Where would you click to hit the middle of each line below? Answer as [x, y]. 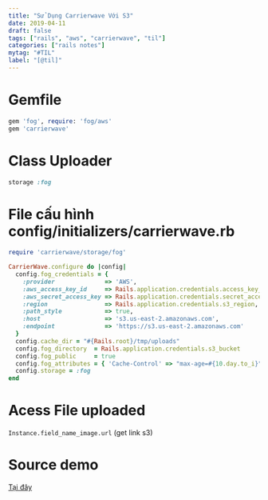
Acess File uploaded [77, 411]
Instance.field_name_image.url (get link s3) [81, 433]
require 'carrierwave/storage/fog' [67, 253]
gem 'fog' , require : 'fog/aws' [60, 121]
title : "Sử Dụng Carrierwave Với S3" [71, 16]
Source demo [53, 465]
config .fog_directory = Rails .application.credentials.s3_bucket [128, 349]
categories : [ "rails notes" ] [57, 46]
